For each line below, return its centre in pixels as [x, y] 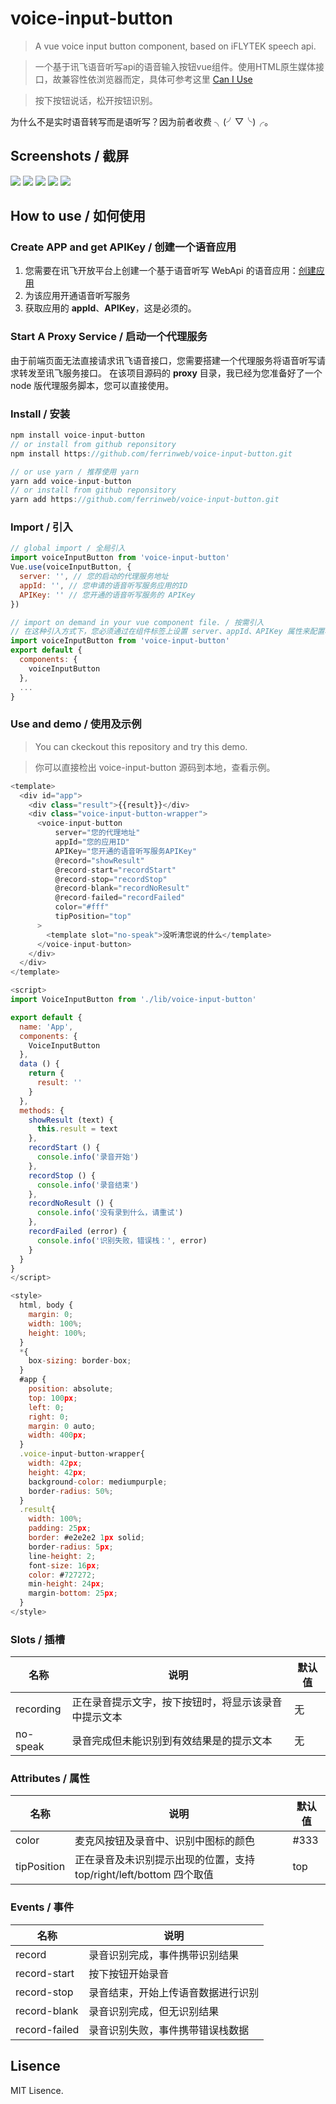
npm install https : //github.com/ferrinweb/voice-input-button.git [151, 453]
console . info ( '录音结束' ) [88, 1185]
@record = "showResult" [99, 860]
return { [46, 1073]
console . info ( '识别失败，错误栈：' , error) [122, 1240]
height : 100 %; [57, 1333]
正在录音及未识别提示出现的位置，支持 [165, 1860]
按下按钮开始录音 [129, 1974]
